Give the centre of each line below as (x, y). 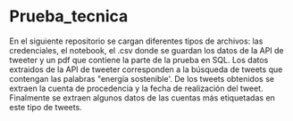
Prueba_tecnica (69, 16)
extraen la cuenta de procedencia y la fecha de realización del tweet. (136, 88)
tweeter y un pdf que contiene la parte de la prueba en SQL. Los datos (139, 60)
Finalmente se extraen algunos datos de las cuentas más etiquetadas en (142, 97)
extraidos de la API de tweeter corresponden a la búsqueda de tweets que (146, 69)
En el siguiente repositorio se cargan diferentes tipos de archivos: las (136, 41)
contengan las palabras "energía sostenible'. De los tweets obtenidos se (142, 78)
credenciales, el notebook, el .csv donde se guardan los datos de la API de (146, 50)
